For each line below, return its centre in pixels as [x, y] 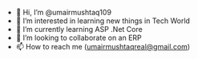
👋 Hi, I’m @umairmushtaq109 [64, 12]
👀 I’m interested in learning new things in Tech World [103, 21]
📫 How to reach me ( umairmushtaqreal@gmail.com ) [103, 47]
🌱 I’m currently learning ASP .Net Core [79, 29]
